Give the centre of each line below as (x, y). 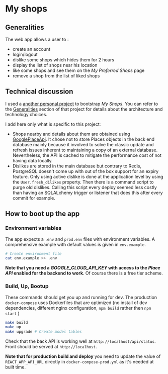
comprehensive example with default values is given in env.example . (75, 244)
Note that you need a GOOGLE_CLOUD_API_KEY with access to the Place (83, 268)
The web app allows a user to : (37, 39)
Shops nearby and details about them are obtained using (71, 134)
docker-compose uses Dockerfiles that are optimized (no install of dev (76, 303)
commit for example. (34, 198)
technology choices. (26, 114)
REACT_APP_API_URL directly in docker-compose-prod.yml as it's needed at (79, 362)
